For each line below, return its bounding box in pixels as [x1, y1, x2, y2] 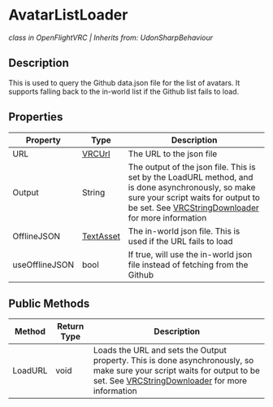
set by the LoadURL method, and [128, 171, 253, 182]
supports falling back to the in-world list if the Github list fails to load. [8, 86, 240, 96]
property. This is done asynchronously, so [93, 355, 254, 366]
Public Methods [8, 296, 90, 310]
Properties [8, 110, 63, 124]
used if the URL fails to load [128, 235, 233, 247]
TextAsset [81, 230, 120, 242]
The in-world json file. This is [128, 225, 240, 237]
